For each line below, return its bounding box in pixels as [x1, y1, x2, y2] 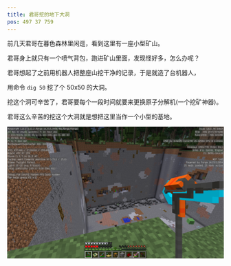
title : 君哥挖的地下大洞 [7, 11, 70, 18]
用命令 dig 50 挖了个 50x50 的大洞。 [7, 83, 111, 91]
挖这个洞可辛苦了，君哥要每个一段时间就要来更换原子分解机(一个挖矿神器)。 [7, 97, 223, 106]
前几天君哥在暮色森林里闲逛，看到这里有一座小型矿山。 [7, 39, 164, 48]
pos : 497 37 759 [7, 18, 54, 25]
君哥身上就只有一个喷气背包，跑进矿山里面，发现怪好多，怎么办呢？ [7, 54, 200, 62]
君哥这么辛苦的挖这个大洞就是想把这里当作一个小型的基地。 [7, 112, 176, 121]
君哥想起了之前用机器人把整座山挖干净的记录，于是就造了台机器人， [7, 68, 200, 76]
